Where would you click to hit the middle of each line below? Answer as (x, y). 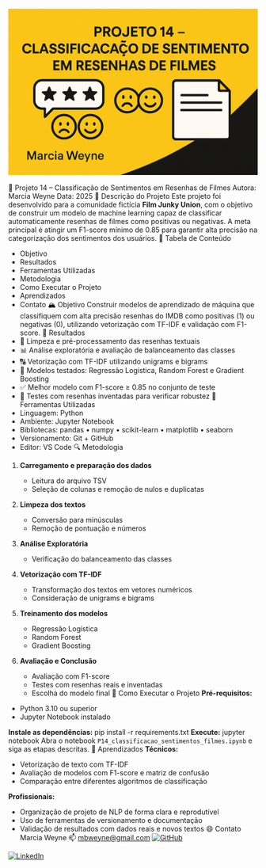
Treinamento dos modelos (64, 613)
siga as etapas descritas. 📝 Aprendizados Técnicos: (93, 748)
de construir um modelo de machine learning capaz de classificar (115, 213)
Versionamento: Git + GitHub (66, 438)
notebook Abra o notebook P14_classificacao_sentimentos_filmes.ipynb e (130, 740)
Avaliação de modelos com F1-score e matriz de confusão (114, 772)
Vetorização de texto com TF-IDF (74, 764)
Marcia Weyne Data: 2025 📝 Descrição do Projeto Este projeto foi (115, 196)
